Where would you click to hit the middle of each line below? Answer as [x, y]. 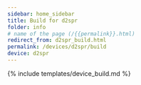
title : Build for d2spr [43, 21]
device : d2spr [28, 54]
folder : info [27, 27]
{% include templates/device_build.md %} [69, 73]
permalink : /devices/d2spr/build [57, 47]
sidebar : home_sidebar [41, 14]
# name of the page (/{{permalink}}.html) [71, 34]
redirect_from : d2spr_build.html [57, 40]
